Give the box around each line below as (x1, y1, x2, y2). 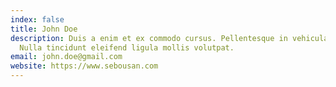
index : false (10, 14, 65, 25)
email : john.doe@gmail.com (10, 52, 123, 62)
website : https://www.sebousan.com (10, 61, 159, 71)
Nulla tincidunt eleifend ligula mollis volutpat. (19, 42, 235, 53)
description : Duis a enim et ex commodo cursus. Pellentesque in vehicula (10, 33, 329, 43)
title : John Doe (10, 24, 78, 34)
